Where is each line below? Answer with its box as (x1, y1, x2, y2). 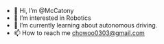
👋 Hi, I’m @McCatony (13, 7, 74, 14)
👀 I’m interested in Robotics (13, 14, 91, 22)
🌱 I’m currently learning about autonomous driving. (13, 21, 158, 29)
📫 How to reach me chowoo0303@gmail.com (13, 29, 145, 37)
